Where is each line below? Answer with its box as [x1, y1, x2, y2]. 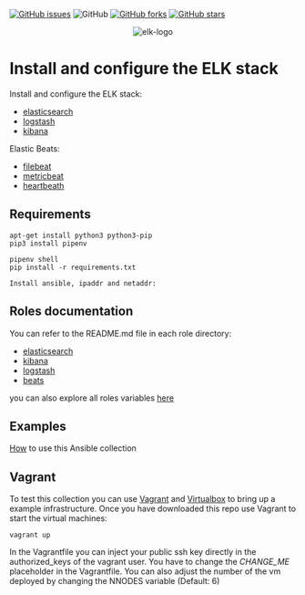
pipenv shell [9, 255, 59, 264]
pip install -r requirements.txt [9, 263, 137, 272]
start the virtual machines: [9, 513, 107, 524]
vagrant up [9, 530, 51, 540]
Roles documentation [9, 304, 134, 319]
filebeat [22, 161, 52, 172]
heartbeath [22, 180, 65, 191]
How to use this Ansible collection [9, 443, 137, 454]
